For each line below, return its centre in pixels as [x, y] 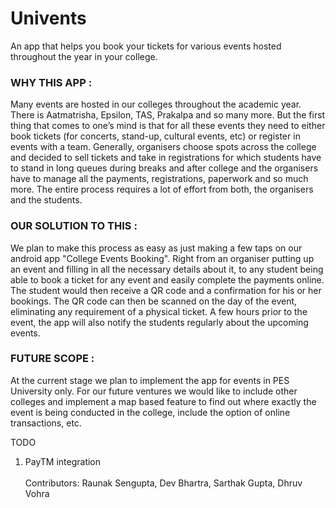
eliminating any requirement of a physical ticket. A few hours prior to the [159, 311]
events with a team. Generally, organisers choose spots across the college [163, 147]
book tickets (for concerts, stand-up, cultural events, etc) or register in [155, 136]
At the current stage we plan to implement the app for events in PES [150, 380]
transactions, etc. [46, 423]
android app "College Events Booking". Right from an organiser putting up [162, 258]
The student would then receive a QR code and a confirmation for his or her [166, 290]
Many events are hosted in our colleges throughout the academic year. [156, 104]
